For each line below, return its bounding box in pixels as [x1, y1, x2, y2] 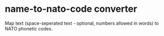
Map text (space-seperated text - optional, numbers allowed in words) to [5, 20, 159, 26]
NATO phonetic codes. [5, 25, 53, 31]
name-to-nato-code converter [5, 3, 137, 15]
